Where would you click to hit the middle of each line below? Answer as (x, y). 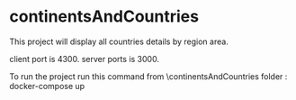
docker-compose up (47, 86)
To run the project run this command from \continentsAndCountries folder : (148, 76)
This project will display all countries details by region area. (119, 41)
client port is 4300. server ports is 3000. (85, 59)
